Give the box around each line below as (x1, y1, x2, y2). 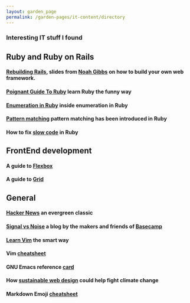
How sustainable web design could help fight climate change (6, 277, 159, 284)
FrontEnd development (6, 146, 93, 156)
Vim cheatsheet (6, 250, 46, 257)
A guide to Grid (6, 175, 44, 183)
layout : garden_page (6, 8, 57, 15)
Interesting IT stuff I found (6, 34, 83, 42)
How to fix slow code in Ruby (6, 128, 78, 136)
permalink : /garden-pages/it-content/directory (6, 14, 126, 20)
